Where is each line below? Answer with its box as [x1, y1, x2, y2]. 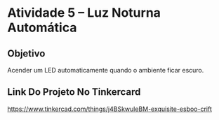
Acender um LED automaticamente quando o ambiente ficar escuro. [7, 66, 204, 74]
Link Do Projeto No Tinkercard [7, 86, 141, 98]
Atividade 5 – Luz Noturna [7, 5, 161, 21]
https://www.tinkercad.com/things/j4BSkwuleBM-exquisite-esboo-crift [7, 105, 213, 113]
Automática [7, 20, 77, 36]
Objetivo [7, 47, 46, 59]
